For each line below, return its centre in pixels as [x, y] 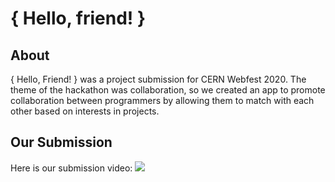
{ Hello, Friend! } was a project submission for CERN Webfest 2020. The [158, 79]
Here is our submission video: [71, 168]
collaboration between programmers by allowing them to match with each [162, 100]
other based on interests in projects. [85, 111]
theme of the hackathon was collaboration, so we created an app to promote [168, 90]
